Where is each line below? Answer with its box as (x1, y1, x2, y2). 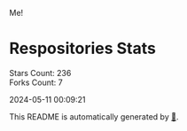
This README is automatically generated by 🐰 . (9, 111, 179, 122)
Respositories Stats (9, 39, 157, 58)
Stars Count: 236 (9, 67, 72, 78)
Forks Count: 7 (9, 77, 64, 88)
